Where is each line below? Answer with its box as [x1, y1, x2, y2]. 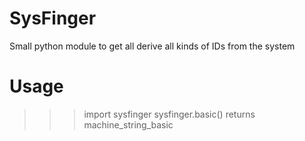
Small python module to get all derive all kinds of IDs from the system [9, 40, 296, 52]
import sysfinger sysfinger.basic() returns [83, 108, 256, 120]
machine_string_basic [83, 118, 174, 131]
